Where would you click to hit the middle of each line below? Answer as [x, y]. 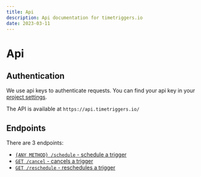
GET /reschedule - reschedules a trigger [65, 168]
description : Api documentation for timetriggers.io [75, 18]
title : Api [20, 12]
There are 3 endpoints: [35, 143]
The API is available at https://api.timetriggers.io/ [73, 109]
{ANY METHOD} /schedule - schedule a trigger [71, 155]
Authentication [36, 76]
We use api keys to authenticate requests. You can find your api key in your [101, 91]
